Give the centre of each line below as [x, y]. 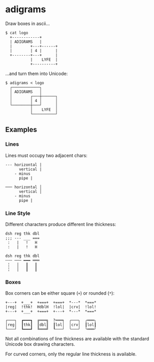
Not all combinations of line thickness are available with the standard [77, 339]
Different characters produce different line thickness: [61, 224]
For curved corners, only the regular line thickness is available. [71, 354]
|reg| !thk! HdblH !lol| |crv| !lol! [51, 307]
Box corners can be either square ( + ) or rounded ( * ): [60, 293]
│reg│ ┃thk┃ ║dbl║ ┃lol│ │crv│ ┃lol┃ [51, 325]
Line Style [18, 213]
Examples [21, 130]
